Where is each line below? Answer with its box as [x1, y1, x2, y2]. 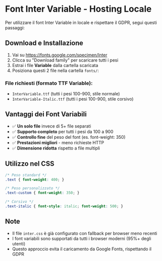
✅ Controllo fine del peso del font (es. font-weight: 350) [12, 134, 126, 140]
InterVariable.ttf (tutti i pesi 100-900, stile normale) [12, 91, 121, 97]
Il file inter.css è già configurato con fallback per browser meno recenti [12, 230, 158, 236]
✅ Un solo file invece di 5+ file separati [12, 123, 91, 129]
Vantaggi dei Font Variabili [5, 110, 87, 118]
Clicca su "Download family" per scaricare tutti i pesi [12, 57, 119, 63]
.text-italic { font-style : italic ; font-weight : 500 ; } [5, 204, 123, 209]
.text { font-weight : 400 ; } [5, 177, 64, 182]
